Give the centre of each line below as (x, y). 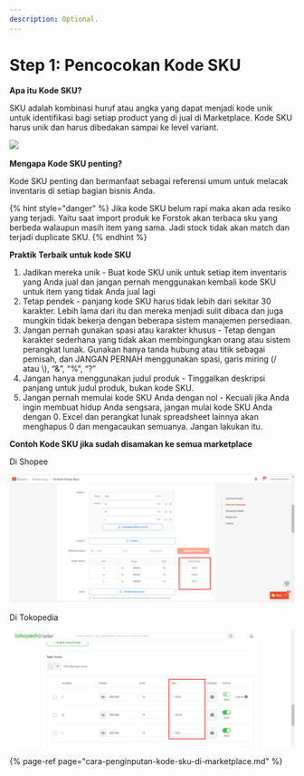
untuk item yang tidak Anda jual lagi (89, 291)
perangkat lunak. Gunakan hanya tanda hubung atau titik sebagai (143, 349)
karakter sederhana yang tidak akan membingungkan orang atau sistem (157, 339)
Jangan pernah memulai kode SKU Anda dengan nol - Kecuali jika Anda (156, 397)
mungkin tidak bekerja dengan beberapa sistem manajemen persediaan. (157, 320)
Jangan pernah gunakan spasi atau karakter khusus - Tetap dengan (149, 330)
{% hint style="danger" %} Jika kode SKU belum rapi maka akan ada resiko (150, 208)
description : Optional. (54, 19)
